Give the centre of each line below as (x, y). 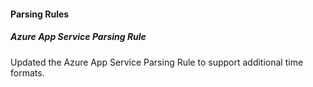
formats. (27, 72)
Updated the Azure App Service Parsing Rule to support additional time (157, 62)
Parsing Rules (40, 14)
